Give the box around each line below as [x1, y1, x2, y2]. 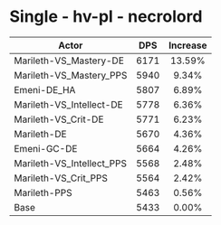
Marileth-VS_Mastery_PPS [14, 69, 128, 81]
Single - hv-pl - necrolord [9, 6, 203, 27]
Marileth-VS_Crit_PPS [14, 172, 109, 184]
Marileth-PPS [14, 186, 72, 199]
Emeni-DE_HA [14, 83, 76, 96]
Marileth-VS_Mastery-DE [14, 54, 124, 67]
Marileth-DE [14, 127, 67, 140]
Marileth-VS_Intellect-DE [14, 98, 124, 110]
